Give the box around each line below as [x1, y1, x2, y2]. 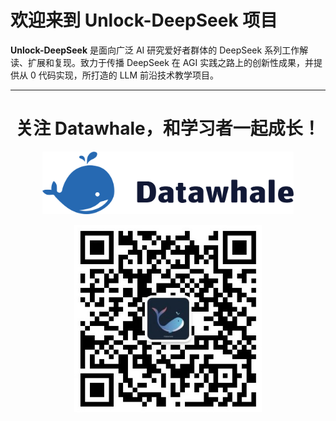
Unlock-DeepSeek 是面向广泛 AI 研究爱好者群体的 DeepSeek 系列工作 [10, 44, 300, 56]
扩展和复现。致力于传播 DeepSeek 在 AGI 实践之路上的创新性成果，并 [27, 56, 315, 68]
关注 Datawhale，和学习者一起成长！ [15, 117, 321, 140]
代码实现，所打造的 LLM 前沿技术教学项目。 [38, 69, 220, 81]
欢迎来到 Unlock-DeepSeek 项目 [10, 9, 278, 32]
